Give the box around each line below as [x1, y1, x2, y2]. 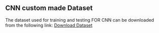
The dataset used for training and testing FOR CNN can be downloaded [5, 17, 154, 23]
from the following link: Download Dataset [5, 22, 93, 28]
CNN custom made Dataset [5, 4, 93, 12]
